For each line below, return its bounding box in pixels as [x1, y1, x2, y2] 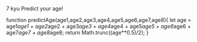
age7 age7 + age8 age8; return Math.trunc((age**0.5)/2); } [6, 29, 149, 36]
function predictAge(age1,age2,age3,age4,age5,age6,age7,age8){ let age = [6, 17, 192, 23]
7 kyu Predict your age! [6, 5, 64, 12]
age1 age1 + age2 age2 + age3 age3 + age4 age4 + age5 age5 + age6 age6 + [6, 23, 191, 30]
